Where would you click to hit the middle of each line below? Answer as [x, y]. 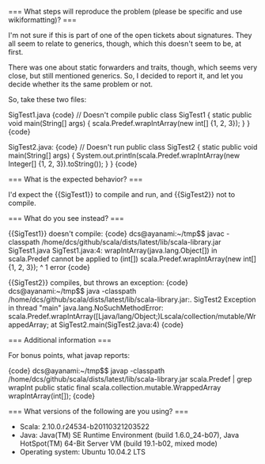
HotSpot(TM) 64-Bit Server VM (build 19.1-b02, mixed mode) [118, 443]
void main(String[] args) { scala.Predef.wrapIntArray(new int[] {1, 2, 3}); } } [129, 123]
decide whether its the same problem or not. [80, 84]
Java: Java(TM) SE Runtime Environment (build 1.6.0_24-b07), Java [129, 435]
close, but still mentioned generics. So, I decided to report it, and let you [126, 76]
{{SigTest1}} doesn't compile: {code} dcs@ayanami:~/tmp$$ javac [117, 234]
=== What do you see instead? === [66, 218]
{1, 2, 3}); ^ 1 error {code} [49, 267]
